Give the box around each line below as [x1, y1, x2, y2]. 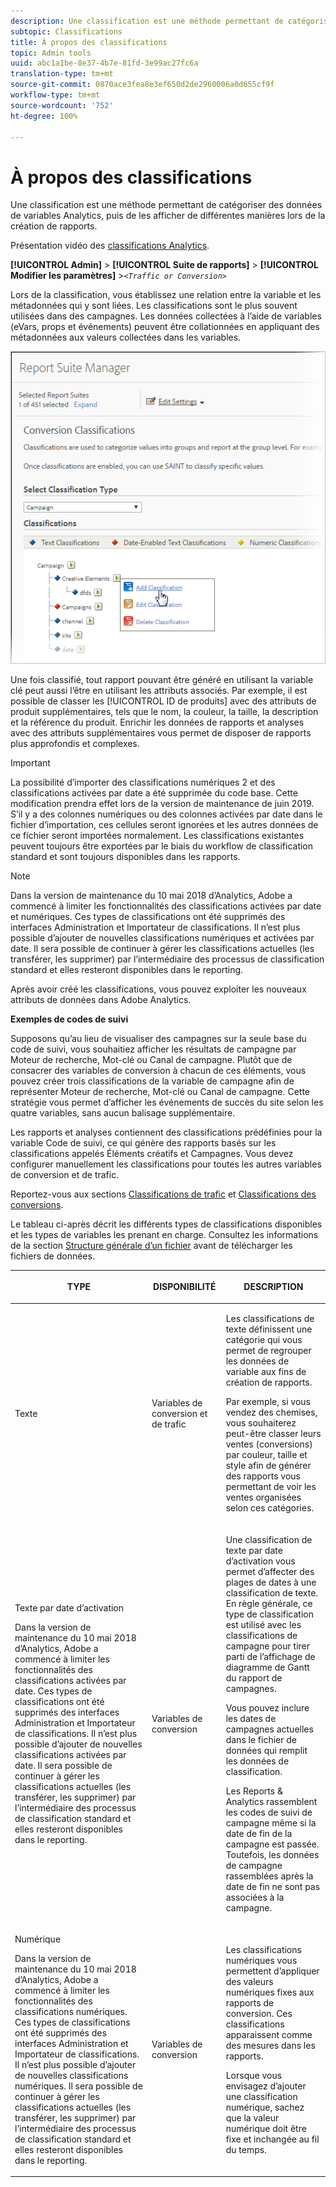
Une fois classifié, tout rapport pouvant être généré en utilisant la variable [10, 673, 314, 685]
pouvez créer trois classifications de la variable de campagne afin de [10, 1075, 295, 1087]
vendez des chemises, [225, 1406, 318, 1419]
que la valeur [225, 2111, 280, 2124]
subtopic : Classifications [10, 26, 123, 37]
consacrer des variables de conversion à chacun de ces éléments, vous [10, 1064, 307, 1076]
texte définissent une [225, 1323, 313, 1335]
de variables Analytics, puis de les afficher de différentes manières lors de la [10, 210, 326, 222]
